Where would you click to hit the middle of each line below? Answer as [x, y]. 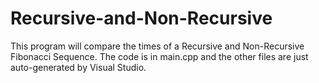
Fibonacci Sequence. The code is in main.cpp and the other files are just [159, 56]
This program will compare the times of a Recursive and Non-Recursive [157, 46]
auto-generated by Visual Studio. [78, 67]
